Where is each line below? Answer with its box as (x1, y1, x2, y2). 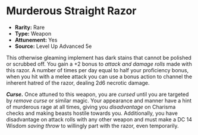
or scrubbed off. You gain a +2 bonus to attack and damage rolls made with (6, 60, 192, 67)
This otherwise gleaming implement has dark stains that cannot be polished (6, 54, 192, 61)
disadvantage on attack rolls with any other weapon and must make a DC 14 (6, 115, 192, 123)
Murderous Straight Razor (6, 4, 137, 18)
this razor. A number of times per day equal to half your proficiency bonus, (6, 66, 189, 73)
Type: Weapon (14, 30, 52, 37)
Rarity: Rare (14, 24, 45, 31)
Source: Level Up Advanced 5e (14, 43, 92, 50)
